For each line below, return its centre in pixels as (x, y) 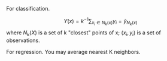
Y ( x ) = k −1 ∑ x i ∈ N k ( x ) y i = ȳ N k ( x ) (101, 22)
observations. (23, 40)
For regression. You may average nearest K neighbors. (73, 52)
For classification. (28, 9)
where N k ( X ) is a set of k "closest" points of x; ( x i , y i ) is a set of (84, 33)
